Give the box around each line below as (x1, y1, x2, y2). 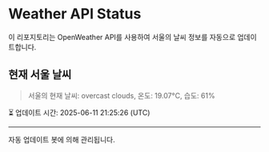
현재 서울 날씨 (8, 68, 72, 82)
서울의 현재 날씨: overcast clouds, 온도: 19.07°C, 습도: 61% (27, 90, 215, 100)
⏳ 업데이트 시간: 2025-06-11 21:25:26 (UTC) (8, 107, 151, 117)
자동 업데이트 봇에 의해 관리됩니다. (8, 134, 115, 144)
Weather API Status (8, 5, 142, 23)
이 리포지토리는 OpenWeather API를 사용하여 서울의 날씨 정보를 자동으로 (8, 32, 236, 42)
